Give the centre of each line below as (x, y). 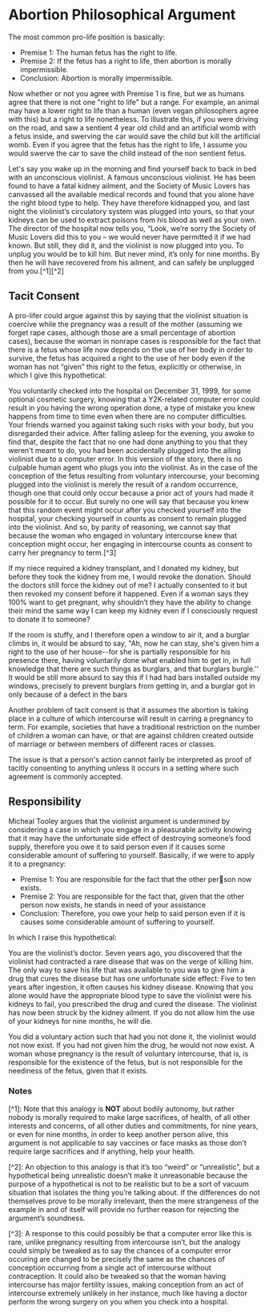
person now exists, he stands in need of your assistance (113, 904)
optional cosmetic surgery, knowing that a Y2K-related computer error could (134, 399)
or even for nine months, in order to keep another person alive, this (118, 1134)
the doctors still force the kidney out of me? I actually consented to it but (128, 585)
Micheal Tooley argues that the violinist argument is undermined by (119, 821)
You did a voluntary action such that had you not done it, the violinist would (132, 1037)
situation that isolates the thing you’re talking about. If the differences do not (134, 1192)
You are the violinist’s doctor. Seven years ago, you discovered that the (125, 952)
